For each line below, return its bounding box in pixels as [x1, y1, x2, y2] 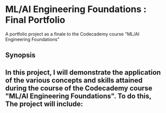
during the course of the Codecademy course [5, 84, 153, 92]
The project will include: [5, 99, 83, 108]
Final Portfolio [5, 14, 65, 26]
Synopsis [5, 51, 36, 60]
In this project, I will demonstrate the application [5, 68, 161, 77]
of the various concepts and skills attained [5, 76, 143, 84]
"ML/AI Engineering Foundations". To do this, [5, 92, 151, 100]
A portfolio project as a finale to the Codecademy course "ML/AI [5, 31, 140, 37]
